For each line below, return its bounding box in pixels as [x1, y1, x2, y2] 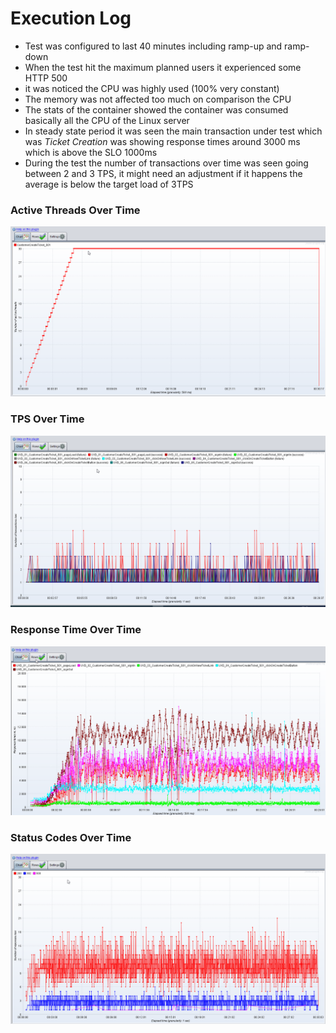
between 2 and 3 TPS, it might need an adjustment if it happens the [24, 167, 303, 179]
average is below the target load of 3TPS [24, 178, 194, 190]
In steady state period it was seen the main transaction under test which [24, 125, 323, 137]
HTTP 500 [24, 72, 68, 84]
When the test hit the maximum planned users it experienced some [24, 61, 302, 73]
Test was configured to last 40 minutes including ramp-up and [24, 40, 283, 52]
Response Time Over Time [10, 623, 142, 637]
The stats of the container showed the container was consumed [24, 103, 289, 116]
